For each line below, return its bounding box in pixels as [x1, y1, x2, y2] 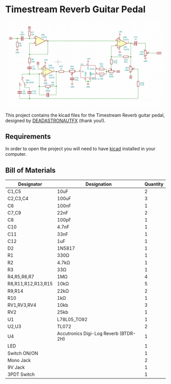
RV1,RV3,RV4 [7, 302, 37, 308]
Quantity [144, 181, 164, 187]
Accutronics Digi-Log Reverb [56, 330, 119, 337]
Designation [85, 181, 112, 187]
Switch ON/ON [7, 350, 38, 356]
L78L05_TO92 [56, 316, 88, 322]
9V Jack [7, 364, 25, 371]
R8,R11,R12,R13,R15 [7, 281, 53, 287]
